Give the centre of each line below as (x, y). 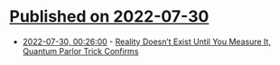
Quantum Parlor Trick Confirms (80, 51)
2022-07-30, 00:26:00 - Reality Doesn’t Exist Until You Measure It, (146, 42)
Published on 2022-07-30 (109, 17)
